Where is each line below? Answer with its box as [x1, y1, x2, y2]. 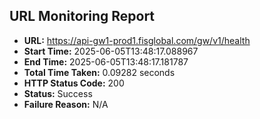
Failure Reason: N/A [23, 98, 109, 110]
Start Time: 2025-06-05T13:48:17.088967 [23, 45, 199, 57]
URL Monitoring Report [9, 8, 156, 25]
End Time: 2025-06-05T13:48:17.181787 [23, 55, 189, 68]
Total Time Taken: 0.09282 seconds [23, 66, 176, 78]
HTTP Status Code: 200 [23, 77, 125, 89]
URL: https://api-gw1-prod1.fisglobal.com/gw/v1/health [23, 34, 251, 46]
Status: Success [23, 87, 93, 99]
